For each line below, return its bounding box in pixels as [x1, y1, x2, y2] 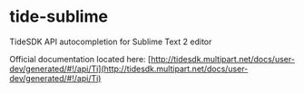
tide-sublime [9, 6, 109, 27]
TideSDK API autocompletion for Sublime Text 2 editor [9, 36, 212, 47]
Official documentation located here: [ [9, 53, 152, 64]
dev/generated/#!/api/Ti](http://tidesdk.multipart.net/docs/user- [9, 63, 249, 74]
